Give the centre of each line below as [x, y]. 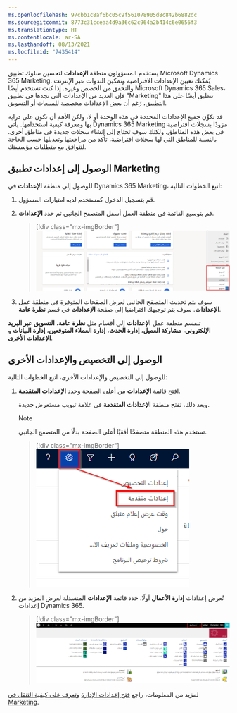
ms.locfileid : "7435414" [44, 52]
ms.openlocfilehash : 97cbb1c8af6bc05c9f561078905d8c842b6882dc [103, 15]
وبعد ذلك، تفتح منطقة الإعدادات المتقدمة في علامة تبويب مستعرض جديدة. [114, 404]
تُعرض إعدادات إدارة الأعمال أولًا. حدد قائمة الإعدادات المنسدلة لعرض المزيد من [121, 598]
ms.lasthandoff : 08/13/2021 [49, 45]
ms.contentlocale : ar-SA [44, 37]
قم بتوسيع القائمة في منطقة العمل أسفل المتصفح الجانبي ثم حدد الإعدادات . [116, 213]
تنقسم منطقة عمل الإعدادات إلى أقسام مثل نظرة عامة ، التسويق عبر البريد [104, 323]
